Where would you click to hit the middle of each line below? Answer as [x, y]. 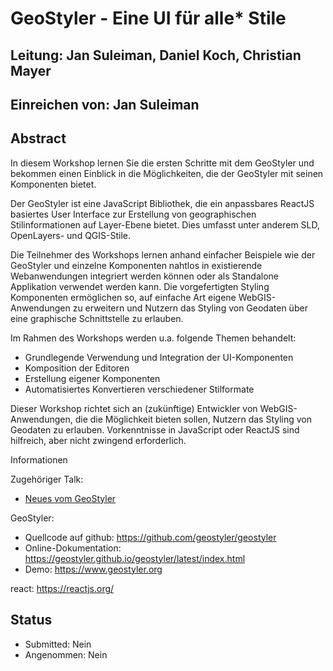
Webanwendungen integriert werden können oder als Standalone [144, 276]
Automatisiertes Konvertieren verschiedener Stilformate [139, 389]
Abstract [38, 138]
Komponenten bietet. [53, 184]
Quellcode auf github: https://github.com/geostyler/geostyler [150, 537]
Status [31, 620]
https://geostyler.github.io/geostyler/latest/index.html [135, 558]
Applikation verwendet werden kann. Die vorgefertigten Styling [140, 286]
